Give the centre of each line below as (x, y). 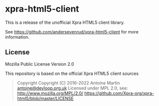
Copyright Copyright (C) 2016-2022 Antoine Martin (68, 83)
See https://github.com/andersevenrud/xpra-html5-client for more (72, 32)
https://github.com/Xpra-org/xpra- (119, 93)
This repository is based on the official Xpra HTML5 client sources (72, 73)
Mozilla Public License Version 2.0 (40, 64)
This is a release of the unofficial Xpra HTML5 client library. (65, 22)
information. (17, 37)
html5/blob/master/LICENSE (45, 98)
